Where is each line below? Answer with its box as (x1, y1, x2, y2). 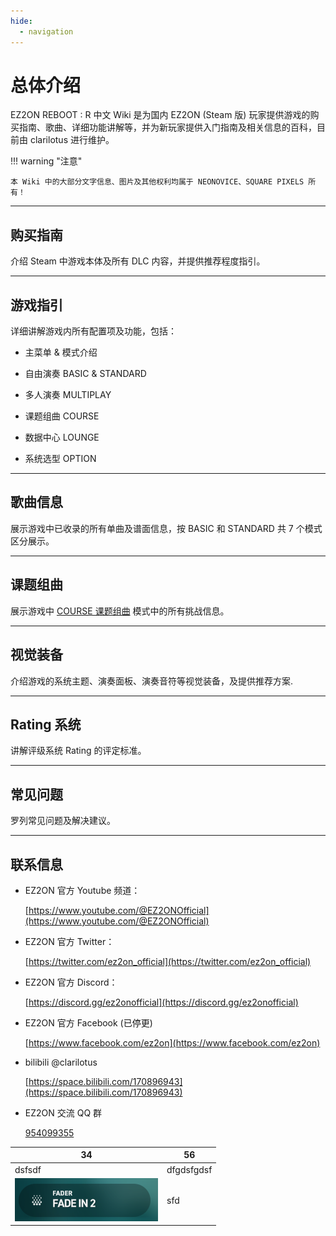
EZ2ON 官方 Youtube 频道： (24, 884, 141, 896)
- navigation (19, 26, 74, 37)
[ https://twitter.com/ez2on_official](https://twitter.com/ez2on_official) (24, 955, 312, 967)
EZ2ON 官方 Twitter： (24, 935, 115, 947)
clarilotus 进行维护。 (29, 134, 115, 146)
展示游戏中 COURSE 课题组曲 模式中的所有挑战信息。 (10, 605, 230, 617)
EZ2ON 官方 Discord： (24, 976, 118, 988)
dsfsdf (14, 1163, 42, 1175)
